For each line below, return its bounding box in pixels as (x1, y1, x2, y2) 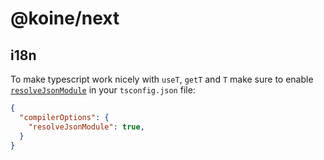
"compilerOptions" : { (19, 112, 110, 122)
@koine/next (10, 7, 120, 30)
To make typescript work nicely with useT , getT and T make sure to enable (10, 73, 314, 85)
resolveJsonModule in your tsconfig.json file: (10, 84, 196, 96)
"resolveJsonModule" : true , (28, 122, 145, 132)
